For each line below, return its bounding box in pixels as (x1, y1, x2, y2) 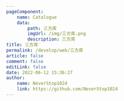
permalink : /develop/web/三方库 (6, 48, 84, 53)
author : (6, 75, 26, 81)
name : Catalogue (17, 14, 58, 20)
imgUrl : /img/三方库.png (27, 31, 86, 37)
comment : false (6, 58, 44, 64)
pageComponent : (6, 8, 44, 15)
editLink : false (6, 64, 46, 70)
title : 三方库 (6, 42, 39, 48)
